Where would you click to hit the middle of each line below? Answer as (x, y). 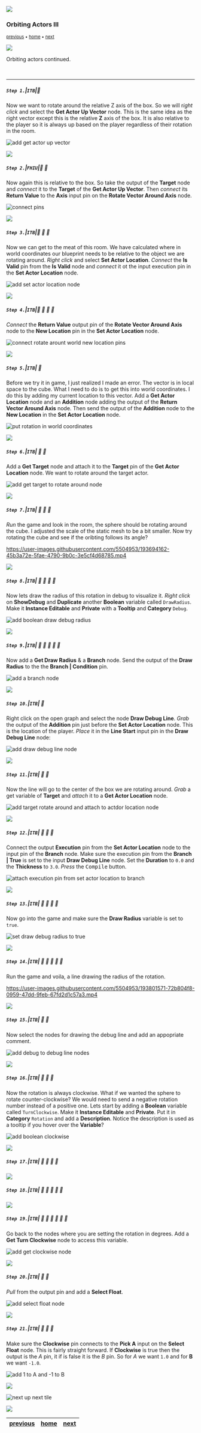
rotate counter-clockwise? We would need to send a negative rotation (92, 1099)
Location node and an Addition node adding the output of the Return (92, 402)
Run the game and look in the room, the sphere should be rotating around (97, 525)
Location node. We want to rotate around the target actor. (77, 473)
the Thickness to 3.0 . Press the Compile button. (66, 866)
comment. (19, 1041)
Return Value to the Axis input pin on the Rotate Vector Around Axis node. (99, 196)
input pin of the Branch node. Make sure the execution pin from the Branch (99, 853)
